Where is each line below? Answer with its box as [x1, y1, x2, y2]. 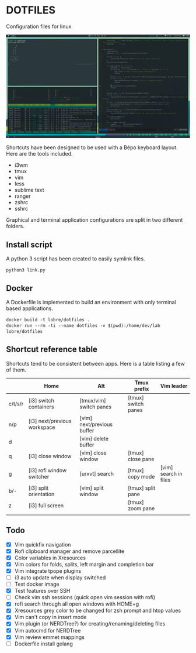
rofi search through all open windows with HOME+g [14, 600, 139, 607]
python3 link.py [6, 267, 45, 273]
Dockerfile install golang [14, 640, 73, 647]
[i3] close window [28, 452, 72, 459]
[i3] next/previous [28, 418, 72, 425]
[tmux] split [128, 484, 156, 492]
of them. [6, 366, 26, 373]
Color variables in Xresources [14, 554, 86, 561]
